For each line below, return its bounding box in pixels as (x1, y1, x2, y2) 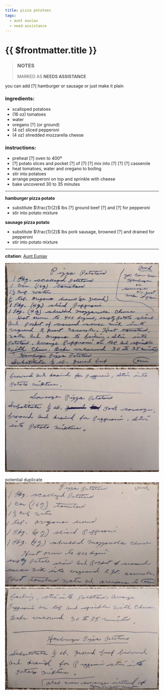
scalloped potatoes (12, 106, 51, 112)
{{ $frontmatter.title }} (5, 45, 97, 56)
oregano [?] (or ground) (12, 122, 60, 128)
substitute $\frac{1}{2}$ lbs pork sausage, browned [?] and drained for (12, 229, 155, 235)
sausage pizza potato (5, 220, 50, 225)
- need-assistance (9, 23, 47, 28)
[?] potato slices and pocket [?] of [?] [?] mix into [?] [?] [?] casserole (12, 161, 150, 166)
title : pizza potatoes (5, 8, 51, 13)
